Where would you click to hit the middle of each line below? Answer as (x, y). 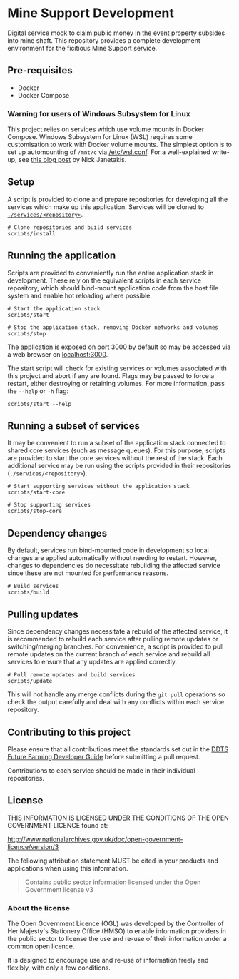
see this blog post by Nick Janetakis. (72, 160)
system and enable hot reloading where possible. (80, 295)
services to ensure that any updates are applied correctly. (92, 662)
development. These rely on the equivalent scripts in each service (105, 280)
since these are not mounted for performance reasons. (88, 573)
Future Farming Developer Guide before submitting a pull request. (104, 756)
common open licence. (41, 946)
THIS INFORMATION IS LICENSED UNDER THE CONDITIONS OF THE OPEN (118, 818)
